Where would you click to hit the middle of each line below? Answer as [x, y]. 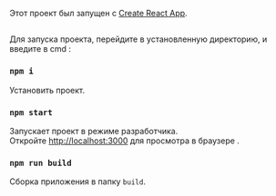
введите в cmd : [40, 49]
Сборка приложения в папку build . [77, 181]
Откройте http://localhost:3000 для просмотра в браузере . [124, 141]
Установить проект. [47, 90]
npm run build [41, 163]
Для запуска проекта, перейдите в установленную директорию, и [138, 39]
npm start [31, 112]
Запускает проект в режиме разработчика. [94, 131]
